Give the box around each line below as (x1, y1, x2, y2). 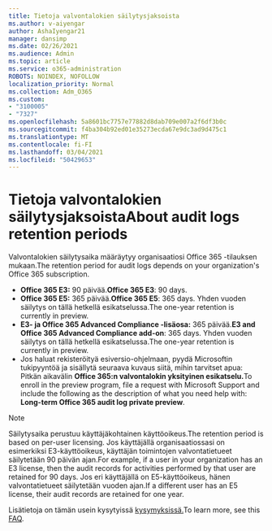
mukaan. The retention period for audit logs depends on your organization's (8, 261, 260, 271)
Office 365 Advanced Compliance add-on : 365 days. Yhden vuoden (19, 329, 253, 338)
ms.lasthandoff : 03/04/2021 (8, 148, 104, 156)
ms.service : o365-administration (8, 65, 122, 73)
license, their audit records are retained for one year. (8, 490, 184, 499)
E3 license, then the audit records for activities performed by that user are (8, 464, 257, 473)
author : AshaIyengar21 (8, 27, 85, 35)
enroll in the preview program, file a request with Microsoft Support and (19, 380, 260, 390)
